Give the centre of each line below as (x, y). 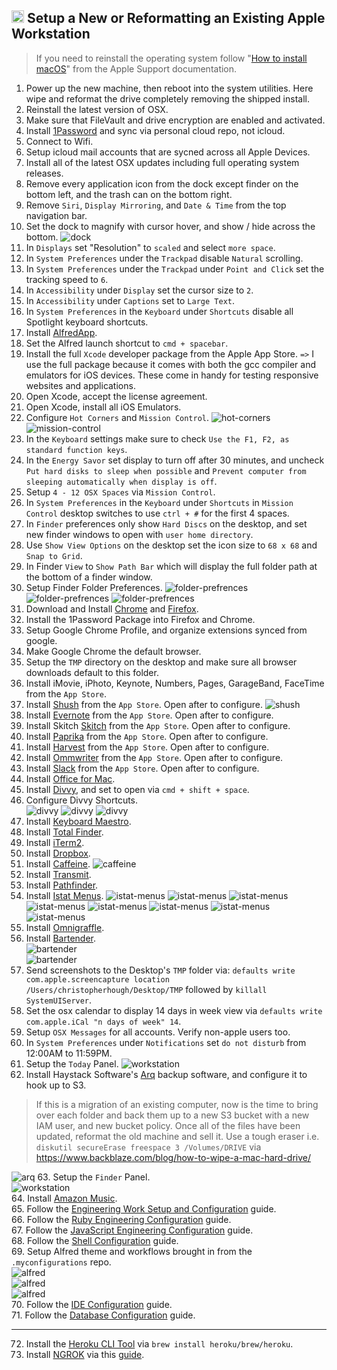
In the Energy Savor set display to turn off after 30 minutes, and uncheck (175, 460)
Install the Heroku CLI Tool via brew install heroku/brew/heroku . (159, 1343)
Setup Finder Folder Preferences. (94, 587)
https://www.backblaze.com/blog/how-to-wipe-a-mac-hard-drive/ (173, 1157)
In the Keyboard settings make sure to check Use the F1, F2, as (157, 438)
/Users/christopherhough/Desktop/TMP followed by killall (146, 989)
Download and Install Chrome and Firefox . (112, 608)
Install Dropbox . (58, 853)
